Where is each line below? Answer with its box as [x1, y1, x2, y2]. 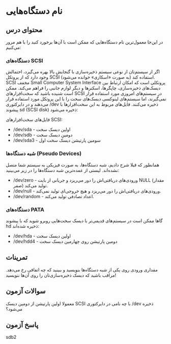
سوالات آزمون [6, 287, 46, 296]
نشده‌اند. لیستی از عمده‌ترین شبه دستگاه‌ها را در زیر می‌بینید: [6, 167, 120, 173]
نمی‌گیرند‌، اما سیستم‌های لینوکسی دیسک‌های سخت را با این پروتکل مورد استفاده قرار [6, 96, 166, 102]
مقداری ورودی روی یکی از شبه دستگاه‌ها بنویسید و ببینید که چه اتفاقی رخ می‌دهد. [6, 266, 158, 273]
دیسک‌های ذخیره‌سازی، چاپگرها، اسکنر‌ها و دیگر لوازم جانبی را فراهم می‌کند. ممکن [6, 85, 161, 91]
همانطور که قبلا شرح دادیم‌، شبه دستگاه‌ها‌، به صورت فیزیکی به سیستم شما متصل [6, 161, 159, 168]
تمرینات [6, 253, 27, 262]
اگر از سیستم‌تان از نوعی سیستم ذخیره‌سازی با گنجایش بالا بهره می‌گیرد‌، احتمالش [6, 69, 160, 75]
